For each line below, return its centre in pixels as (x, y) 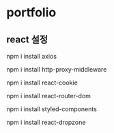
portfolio (31, 13)
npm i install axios (32, 56)
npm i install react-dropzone (46, 122)
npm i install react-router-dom (49, 96)
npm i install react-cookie (42, 83)
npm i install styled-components (52, 109)
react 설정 (27, 39)
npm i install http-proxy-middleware (57, 69)
